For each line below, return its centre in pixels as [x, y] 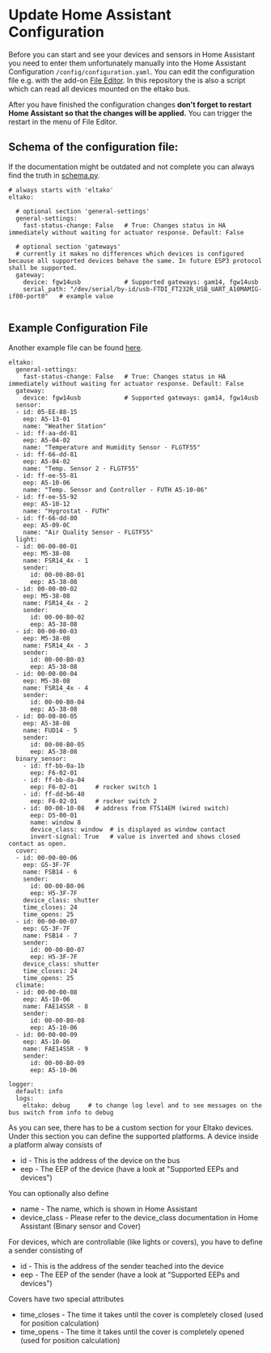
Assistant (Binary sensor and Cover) [80, 1226]
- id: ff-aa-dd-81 [47, 433]
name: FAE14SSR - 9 [56, 1049]
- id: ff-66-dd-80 [47, 518]
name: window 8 [55, 822]
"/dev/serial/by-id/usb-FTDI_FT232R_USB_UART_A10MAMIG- [166, 289]
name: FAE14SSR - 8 [56, 1006]
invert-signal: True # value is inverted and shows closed [135, 836]
